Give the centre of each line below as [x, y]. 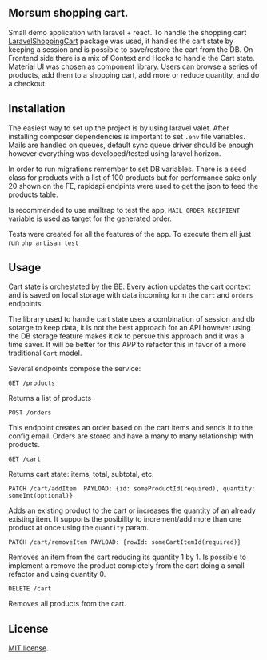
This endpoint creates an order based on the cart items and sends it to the [131, 428]
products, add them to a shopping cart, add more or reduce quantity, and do [134, 74]
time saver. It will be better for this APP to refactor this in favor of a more [127, 345]
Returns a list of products [50, 398]
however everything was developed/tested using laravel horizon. [115, 153]
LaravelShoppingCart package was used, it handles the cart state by [121, 41]
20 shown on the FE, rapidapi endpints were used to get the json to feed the [133, 186]
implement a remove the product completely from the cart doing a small [127, 566]
